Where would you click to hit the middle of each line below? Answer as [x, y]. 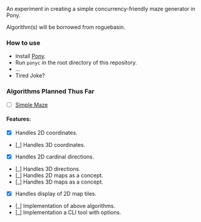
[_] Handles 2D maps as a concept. [59, 175]
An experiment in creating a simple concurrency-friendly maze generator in [101, 9]
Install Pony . [30, 56]
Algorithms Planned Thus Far [51, 91]
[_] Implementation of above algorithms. [65, 206]
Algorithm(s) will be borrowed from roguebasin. [66, 27]
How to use [23, 43]
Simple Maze [31, 105]
